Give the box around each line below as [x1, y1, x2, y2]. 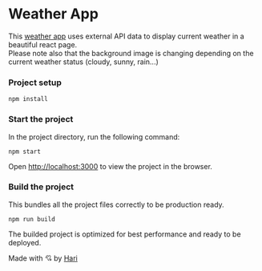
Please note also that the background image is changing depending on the [8, 48, 254, 58]
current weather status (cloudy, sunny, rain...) [8, 57, 159, 67]
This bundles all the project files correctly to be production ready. [8, 200, 224, 209]
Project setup [8, 77, 62, 88]
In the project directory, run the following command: [8, 131, 180, 141]
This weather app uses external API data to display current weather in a [8, 31, 244, 41]
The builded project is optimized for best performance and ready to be [8, 229, 242, 239]
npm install [8, 95, 48, 103]
